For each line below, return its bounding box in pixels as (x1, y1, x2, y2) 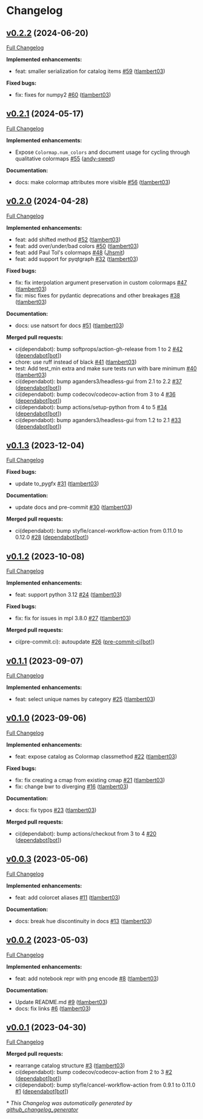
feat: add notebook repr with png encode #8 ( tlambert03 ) (15, 974, 159, 982)
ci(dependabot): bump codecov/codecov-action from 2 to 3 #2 (15, 1069, 173, 1076)
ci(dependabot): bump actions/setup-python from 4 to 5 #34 (15, 403, 168, 411)
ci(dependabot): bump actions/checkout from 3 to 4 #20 (15, 830, 156, 837)
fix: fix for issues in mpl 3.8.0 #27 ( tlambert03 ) (15, 615, 131, 622)
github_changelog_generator (6, 1106, 79, 1114)
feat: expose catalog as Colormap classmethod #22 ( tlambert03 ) (15, 752, 178, 760)
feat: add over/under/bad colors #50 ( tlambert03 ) (15, 242, 139, 249)
